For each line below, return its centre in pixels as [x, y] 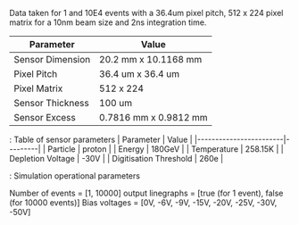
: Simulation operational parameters [75, 176]
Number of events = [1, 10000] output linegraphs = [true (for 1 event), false [146, 193]
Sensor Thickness [51, 103]
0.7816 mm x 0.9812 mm [154, 117]
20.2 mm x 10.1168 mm [151, 59]
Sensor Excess [45, 117]
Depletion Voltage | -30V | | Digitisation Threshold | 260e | [116, 158]
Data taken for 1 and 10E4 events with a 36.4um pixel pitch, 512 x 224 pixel [146, 13]
